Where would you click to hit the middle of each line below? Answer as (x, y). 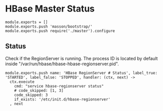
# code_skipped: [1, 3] (39, 90)
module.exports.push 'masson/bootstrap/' (49, 26)
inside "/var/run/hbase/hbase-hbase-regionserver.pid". (62, 64)
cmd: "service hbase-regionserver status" (59, 86)
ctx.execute (22, 82)
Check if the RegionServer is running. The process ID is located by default (81, 58)
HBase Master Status (50, 9)
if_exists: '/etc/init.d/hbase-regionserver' (62, 99)
